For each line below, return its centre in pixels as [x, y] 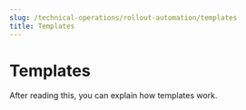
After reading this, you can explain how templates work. [113, 96]
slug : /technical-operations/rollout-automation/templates [123, 18]
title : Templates [42, 26]
